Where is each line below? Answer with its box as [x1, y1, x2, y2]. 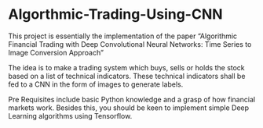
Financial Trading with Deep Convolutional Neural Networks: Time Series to [8, 39, 252, 48]
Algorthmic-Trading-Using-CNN [8, 5, 223, 23]
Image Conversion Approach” [8, 48, 104, 57]
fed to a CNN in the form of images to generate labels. [8, 80, 184, 89]
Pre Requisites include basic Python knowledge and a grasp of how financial [8, 94, 256, 104]
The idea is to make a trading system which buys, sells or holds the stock [8, 62, 245, 72]
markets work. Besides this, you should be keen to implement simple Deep [8, 103, 250, 112]
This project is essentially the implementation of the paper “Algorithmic [8, 31, 238, 41]
